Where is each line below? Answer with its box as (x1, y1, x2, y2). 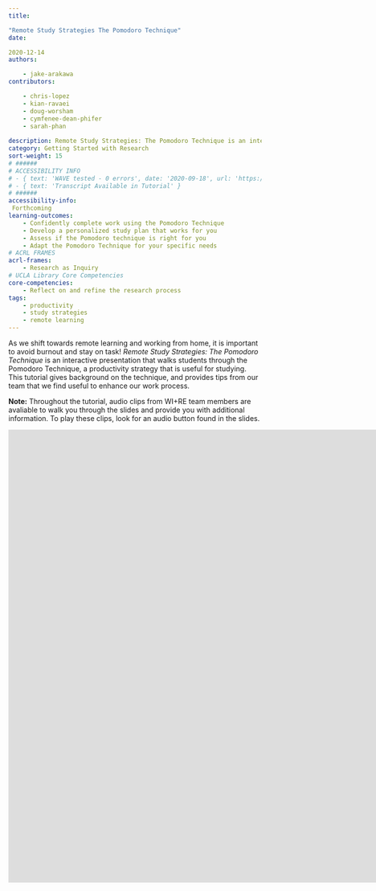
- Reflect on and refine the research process (22, 286, 182, 294)
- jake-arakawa (22, 70, 74, 79)
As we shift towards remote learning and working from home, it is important (8, 338, 259, 348)
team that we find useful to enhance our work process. (8, 381, 190, 390)
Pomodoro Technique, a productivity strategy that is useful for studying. (8, 364, 247, 374)
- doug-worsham (22, 107, 74, 115)
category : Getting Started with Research (8, 145, 149, 153)
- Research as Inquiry (22, 264, 99, 272)
